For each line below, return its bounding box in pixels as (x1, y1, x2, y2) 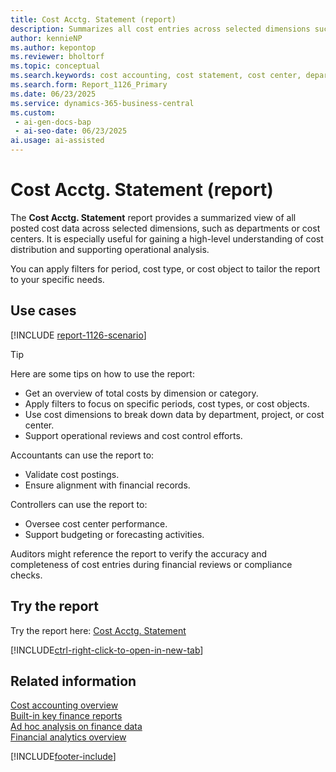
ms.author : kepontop (10, 42, 97, 53)
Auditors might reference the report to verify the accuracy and (10, 547, 267, 560)
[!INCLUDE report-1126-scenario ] (10, 329, 147, 341)
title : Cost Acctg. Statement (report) (10, 14, 177, 25)
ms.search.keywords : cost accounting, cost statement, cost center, (10, 71, 302, 81)
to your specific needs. (10, 273, 105, 285)
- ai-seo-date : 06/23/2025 (14, 126, 128, 136)
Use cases (10, 302, 77, 320)
